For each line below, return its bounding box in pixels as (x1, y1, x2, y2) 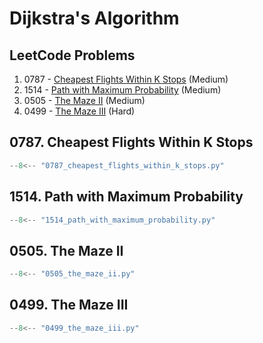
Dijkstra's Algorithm (9, 7, 180, 30)
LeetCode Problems (9, 47, 136, 64)
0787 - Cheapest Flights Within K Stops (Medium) (23, 73, 229, 85)
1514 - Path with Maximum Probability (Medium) (23, 84, 222, 96)
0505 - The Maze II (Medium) (23, 95, 146, 106)
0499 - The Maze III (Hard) (23, 105, 136, 117)
